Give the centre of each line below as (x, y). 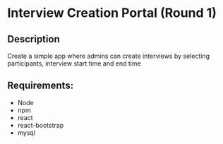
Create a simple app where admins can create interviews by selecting (109, 56)
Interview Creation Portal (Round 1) (112, 13)
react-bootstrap (41, 125)
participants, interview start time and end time (74, 64)
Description (34, 39)
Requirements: (41, 86)
